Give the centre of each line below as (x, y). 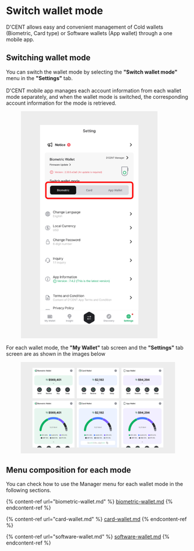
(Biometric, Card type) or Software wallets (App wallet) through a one (89, 33)
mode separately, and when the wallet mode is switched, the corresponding (97, 97)
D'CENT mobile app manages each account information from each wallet (94, 90)
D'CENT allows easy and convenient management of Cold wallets (85, 27)
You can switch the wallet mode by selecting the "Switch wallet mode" (92, 72)
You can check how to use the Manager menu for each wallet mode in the (95, 484)
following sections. (29, 490)
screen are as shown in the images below (56, 354)
